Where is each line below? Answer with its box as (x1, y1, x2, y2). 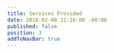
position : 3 (7, 29, 42, 36)
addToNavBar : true (7, 36, 60, 43)
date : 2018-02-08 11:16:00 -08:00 (7, 17, 108, 23)
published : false (7, 23, 58, 30)
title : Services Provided (7, 10, 82, 17)
